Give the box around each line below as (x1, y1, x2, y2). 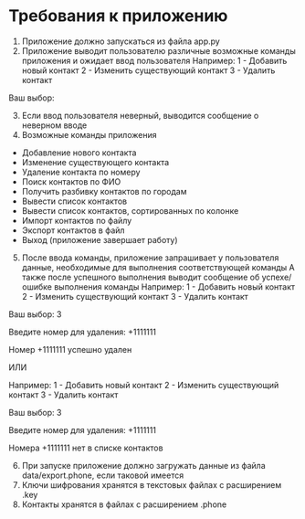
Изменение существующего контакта (21, 156, 170, 167)
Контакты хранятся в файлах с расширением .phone (21, 499, 227, 510)
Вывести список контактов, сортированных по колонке (21, 205, 239, 216)
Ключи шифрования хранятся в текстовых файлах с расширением (21, 479, 282, 490)
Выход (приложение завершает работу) (21, 234, 179, 245)
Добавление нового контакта (21, 147, 137, 158)
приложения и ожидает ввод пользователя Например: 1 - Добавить (21, 55, 288, 66)
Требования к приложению (8, 5, 228, 26)
